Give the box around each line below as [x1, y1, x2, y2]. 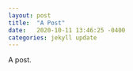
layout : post [8, 11, 51, 20]
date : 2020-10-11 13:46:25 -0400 [8, 26, 126, 34]
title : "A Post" [8, 19, 66, 27]
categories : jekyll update [8, 33, 97, 42]
